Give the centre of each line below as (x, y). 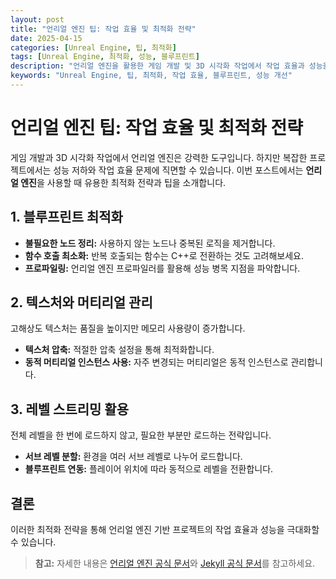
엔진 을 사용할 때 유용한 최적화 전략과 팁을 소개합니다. (123, 182)
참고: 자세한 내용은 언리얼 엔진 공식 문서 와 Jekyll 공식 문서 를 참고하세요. (175, 563)
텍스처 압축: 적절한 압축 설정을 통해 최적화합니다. (119, 350)
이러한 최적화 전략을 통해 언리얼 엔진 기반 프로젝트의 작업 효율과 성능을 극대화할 (165, 530)
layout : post (37, 19)
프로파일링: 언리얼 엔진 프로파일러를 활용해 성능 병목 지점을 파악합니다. (162, 268)
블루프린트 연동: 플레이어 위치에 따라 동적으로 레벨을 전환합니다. (149, 469)
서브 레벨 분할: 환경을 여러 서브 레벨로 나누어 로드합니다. (133, 457)
